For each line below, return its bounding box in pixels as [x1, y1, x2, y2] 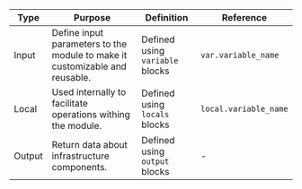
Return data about [51, 139, 128, 150]
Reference [221, 12, 268, 23]
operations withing [51, 108, 130, 120]
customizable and [51, 60, 128, 73]
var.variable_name [200, 50, 280, 60]
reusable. [51, 72, 92, 83]
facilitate [51, 98, 88, 109]
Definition [145, 12, 189, 23]
